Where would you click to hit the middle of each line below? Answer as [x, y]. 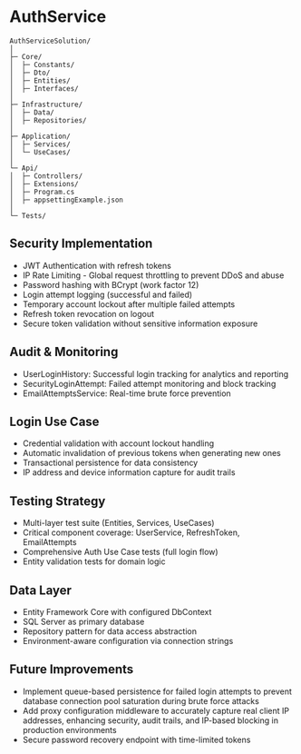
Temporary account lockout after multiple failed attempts [129, 304]
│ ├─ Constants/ [42, 64]
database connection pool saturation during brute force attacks [141, 700]
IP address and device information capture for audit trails [129, 472]
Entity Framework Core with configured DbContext [117, 612]
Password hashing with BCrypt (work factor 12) [111, 284]
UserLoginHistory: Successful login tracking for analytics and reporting [155, 373]
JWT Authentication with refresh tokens [97, 265]
